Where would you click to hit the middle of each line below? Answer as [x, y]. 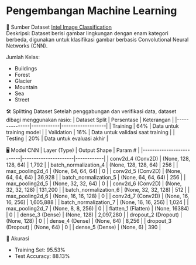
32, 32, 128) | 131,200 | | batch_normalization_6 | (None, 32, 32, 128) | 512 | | [98, 189]
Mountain [26, 87]
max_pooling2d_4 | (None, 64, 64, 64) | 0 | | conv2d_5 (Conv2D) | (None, [94, 171]
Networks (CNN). [27, 46]
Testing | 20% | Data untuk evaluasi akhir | [57, 138]
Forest [22, 74]
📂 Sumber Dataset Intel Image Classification [59, 27]
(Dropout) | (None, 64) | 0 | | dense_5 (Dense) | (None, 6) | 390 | [83, 227]
